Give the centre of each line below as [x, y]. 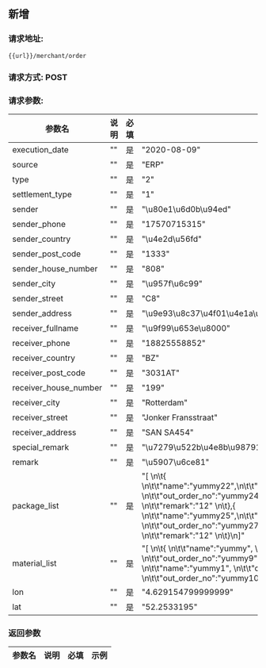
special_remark [41, 447]
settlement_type [42, 194]
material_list [34, 563]
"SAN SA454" [167, 432]
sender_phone [39, 224]
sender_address [42, 313]
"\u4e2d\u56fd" [171, 239]
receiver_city [36, 402]
